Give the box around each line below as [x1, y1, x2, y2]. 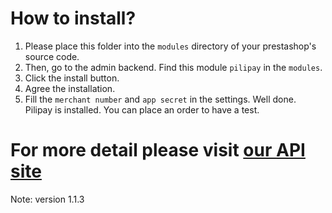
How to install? [10, 7, 137, 30]
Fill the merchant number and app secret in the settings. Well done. [24, 93, 297, 105]
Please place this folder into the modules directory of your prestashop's [24, 40, 317, 52]
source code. [24, 50, 80, 62]
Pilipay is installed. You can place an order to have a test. [24, 103, 260, 116]
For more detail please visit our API [10, 139, 306, 162]
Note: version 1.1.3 [10, 193, 85, 205]
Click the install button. [24, 72, 120, 84]
